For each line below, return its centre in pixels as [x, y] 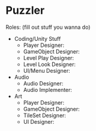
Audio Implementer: [48, 90]
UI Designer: [39, 121]
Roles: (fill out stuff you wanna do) [48, 27]
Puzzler [25, 11]
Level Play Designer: [49, 58]
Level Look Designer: [49, 64]
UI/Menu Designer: [46, 70]
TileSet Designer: [45, 115]
